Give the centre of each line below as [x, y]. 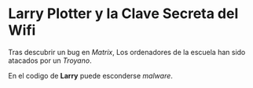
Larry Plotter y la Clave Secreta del [123, 14]
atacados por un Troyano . [50, 60]
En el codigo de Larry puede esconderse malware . [90, 75]
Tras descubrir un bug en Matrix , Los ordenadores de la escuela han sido [127, 52]
